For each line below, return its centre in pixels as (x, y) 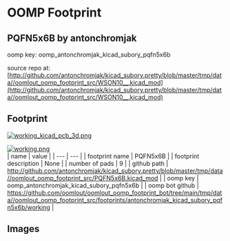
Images (23, 229)
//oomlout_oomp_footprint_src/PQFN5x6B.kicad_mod (83, 178)
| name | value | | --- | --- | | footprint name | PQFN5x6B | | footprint (103, 156)
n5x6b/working (29, 207)
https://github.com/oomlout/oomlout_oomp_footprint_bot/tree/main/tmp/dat (115, 192)
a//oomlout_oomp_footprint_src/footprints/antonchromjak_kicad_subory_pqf (115, 200)
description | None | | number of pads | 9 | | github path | (88, 163)
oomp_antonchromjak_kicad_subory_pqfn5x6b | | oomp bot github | (103, 185)
